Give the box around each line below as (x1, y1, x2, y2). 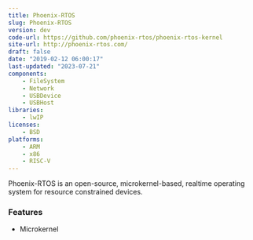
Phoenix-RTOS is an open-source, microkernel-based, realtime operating (8, 179, 245, 188)
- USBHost (22, 99, 55, 107)
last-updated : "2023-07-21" (8, 63, 101, 71)
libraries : (8, 107, 44, 115)
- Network (22, 84, 55, 93)
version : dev (8, 26, 51, 34)
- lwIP (22, 114, 44, 122)
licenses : (8, 121, 41, 129)
